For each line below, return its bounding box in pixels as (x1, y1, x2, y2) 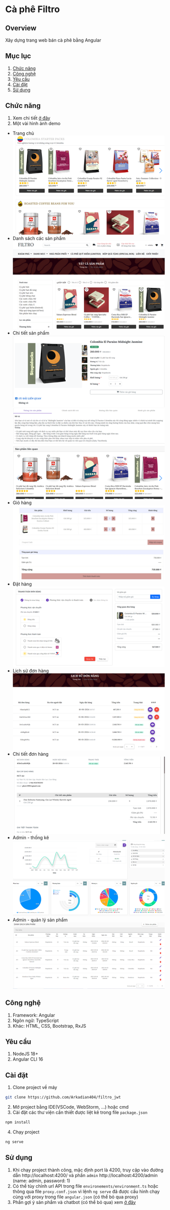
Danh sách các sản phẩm (12, 236, 66, 242)
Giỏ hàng (12, 499, 32, 505)
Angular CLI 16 (12, 1056, 44, 1062)
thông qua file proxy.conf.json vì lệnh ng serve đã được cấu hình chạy (12, 1188, 160, 1194)
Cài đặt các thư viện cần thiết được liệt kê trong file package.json (12, 1109, 148, 1115)
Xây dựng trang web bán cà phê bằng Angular (5, 37, 101, 43)
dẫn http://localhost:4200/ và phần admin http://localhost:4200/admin (12, 1172, 158, 1178)
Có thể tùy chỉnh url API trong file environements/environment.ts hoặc (12, 1183, 158, 1189)
